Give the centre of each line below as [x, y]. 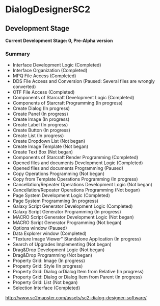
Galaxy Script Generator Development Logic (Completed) [73, 206]
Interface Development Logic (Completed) [57, 65]
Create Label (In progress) [40, 125]
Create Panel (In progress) [41, 114]
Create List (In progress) [38, 136]
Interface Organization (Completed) [50, 71]
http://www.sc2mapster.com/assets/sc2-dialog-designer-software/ [76, 298]
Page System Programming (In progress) [55, 201]
